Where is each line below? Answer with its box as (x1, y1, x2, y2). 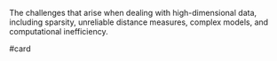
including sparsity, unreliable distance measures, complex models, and (9, 17, 269, 27)
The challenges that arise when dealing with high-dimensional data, (9, 8, 257, 18)
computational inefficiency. (9, 27, 108, 36)
